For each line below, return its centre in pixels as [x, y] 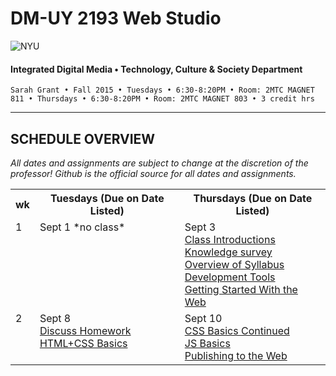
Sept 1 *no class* [82, 227]
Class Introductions [230, 239]
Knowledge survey [228, 252]
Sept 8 [55, 318]
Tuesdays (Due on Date [107, 198]
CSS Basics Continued [237, 330]
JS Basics [207, 343]
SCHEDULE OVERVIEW [83, 138]
